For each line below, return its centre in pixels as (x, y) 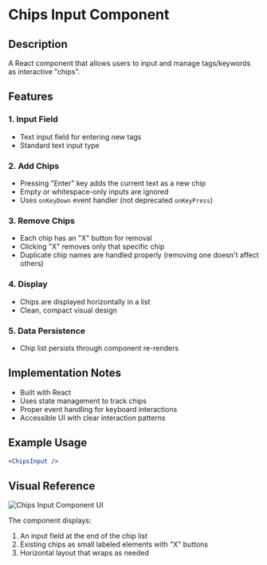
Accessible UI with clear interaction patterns (92, 418)
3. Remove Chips (42, 221)
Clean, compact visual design (69, 310)
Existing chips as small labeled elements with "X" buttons (114, 544)
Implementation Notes (65, 373)
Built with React (45, 392)
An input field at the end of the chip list (84, 536)
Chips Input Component (89, 15)
